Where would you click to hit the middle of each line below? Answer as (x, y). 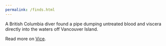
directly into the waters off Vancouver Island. (52, 29)
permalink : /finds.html (30, 10)
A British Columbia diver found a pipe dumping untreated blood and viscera (84, 24)
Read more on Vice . (26, 39)
